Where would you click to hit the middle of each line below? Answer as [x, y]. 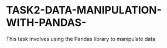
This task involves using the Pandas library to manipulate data [81, 39]
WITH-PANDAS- [46, 23]
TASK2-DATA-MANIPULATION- [84, 10]
